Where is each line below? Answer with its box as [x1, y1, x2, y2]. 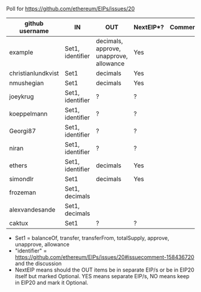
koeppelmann [9, 110, 48, 118]
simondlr [9, 175, 34, 183]
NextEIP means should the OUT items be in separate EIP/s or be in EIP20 [14, 266, 194, 273]
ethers [9, 161, 28, 170]
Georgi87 [9, 127, 36, 135]
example [9, 48, 33, 56]
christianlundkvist [9, 69, 59, 77]
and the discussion [14, 260, 62, 267]
